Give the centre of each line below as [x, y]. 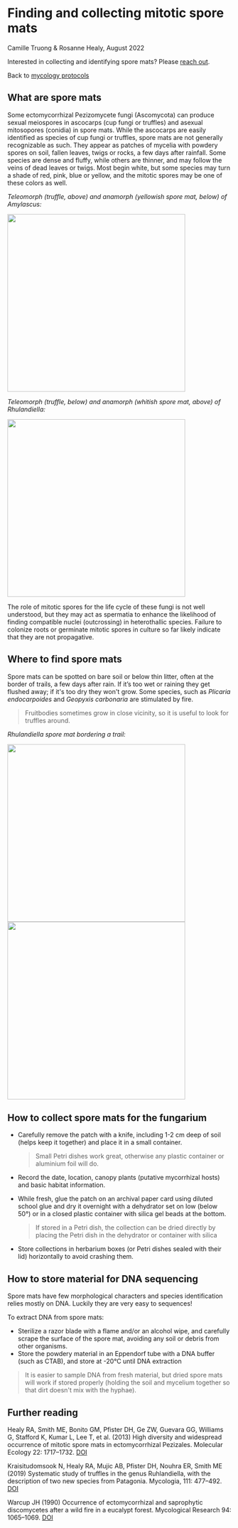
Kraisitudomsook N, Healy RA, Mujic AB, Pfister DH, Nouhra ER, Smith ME [115, 1466]
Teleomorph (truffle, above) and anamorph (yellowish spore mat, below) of [117, 196]
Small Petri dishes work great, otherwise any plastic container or [130, 1156]
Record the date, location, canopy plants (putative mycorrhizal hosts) [119, 1178]
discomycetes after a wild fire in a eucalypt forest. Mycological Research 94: [119, 1510]
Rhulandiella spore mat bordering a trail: [66, 734]
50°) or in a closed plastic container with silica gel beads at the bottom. [122, 1214]
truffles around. [48, 720]
